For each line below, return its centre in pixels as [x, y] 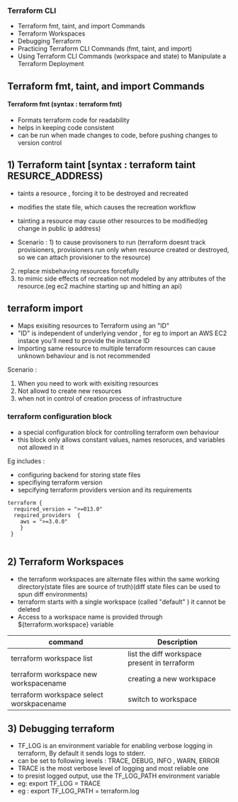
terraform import [45, 309]
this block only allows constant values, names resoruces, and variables [121, 440]
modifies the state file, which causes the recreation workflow [107, 207]
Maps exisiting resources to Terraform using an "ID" [93, 325]
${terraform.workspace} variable [66, 624]
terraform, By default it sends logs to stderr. [81, 753]
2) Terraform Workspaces [66, 562]
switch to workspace [162, 699]
